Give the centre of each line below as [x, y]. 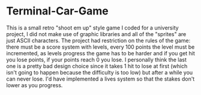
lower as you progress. [34, 85]
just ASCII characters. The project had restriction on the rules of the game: [98, 40]
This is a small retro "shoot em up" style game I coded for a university [92, 28]
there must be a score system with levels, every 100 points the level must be [100, 47]
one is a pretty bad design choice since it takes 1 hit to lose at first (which [97, 66]
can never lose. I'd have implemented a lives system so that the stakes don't [100, 79]
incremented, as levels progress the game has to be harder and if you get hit [100, 53]
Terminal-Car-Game [58, 11]
